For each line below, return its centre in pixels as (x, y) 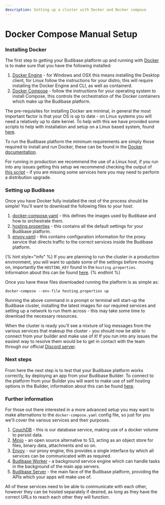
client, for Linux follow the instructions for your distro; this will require (83, 81)
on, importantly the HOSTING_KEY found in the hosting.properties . (71, 267)
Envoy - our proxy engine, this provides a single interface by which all (83, 451)
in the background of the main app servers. (56, 466)
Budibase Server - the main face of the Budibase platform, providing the (85, 472)
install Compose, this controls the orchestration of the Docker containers (86, 96)
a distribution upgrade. (28, 177)
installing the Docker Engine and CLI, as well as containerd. (72, 86)
